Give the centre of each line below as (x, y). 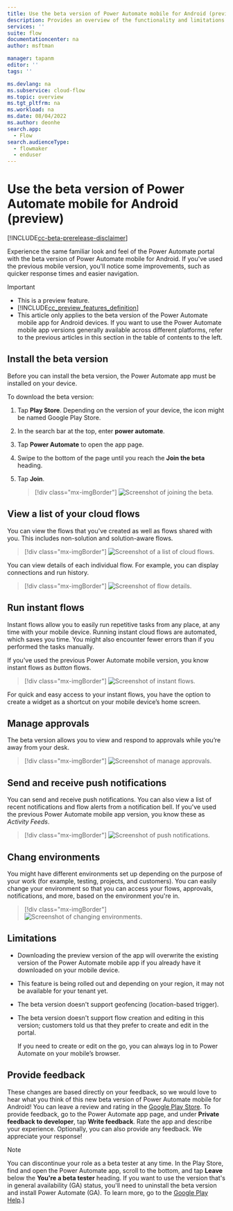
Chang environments (54, 857)
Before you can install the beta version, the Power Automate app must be (112, 376)
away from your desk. (38, 748)
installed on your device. (42, 383)
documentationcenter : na (43, 40)
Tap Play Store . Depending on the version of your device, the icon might (121, 410)
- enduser (27, 155)
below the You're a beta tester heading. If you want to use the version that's (116, 1178)
